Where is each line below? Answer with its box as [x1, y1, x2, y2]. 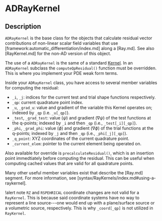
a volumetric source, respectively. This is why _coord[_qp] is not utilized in [5, 205, 153, 211]
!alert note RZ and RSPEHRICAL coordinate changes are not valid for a [5, 190, 139, 195]
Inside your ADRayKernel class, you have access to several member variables [5, 80, 157, 85]
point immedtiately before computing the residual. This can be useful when [5, 155, 155, 161]
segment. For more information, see [5, 175, 76, 181]
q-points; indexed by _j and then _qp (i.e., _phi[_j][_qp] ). [12, 131, 128, 136]
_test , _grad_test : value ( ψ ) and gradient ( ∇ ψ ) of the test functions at [12, 115, 151, 120]
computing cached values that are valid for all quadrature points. [5, 161, 134, 166]
